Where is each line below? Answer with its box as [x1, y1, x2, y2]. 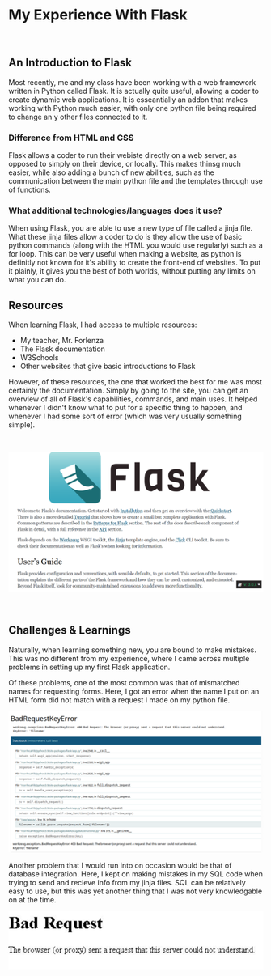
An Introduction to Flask [8, 56, 132, 70]
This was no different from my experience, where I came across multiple [8, 653, 250, 663]
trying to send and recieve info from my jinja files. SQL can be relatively [8, 878, 247, 888]
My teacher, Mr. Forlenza [19, 336, 104, 346]
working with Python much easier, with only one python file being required [8, 103, 256, 112]
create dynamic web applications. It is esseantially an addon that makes [8, 95, 248, 104]
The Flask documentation [19, 344, 105, 354]
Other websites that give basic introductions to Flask [19, 362, 196, 371]
